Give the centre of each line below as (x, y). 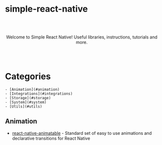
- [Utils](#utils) (24, 106)
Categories (28, 77)
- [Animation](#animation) (32, 89)
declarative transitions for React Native (51, 138)
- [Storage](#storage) (28, 98)
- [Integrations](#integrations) (39, 93)
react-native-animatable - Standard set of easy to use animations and (82, 133)
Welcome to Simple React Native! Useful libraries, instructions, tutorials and (82, 37)
